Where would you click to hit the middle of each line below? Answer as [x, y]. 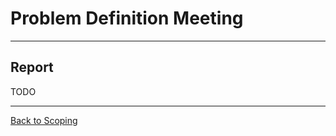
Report [32, 67]
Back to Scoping [44, 120]
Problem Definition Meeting [127, 18]
